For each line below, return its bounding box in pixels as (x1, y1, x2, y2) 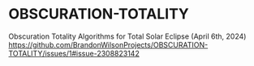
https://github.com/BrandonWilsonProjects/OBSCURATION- (8, 39, 209, 49)
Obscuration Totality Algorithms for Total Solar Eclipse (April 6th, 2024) (8, 31, 247, 41)
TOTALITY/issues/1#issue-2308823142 (8, 48, 140, 58)
